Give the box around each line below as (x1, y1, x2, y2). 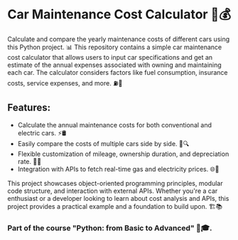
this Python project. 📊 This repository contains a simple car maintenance (7, 43, 222, 51)
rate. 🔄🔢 (17, 157, 41, 165)
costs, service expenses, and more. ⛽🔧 (7, 78, 123, 87)
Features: (7, 102, 51, 114)
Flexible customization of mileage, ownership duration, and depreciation (17, 150, 229, 158)
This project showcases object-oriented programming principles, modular (7, 179, 223, 187)
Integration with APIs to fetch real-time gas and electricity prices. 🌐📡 (17, 165, 220, 173)
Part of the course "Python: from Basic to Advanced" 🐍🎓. (7, 223, 212, 233)
